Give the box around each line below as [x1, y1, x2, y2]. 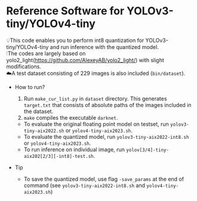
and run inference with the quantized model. [50, 43, 159, 50]
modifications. [6, 63, 42, 70]
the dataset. [23, 108, 54, 115]
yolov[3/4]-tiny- [126, 147, 169, 153]
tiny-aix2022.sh [23, 127, 64, 134]
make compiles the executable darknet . [23, 114, 118, 121]
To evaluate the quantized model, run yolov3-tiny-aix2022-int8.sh [23, 133, 189, 140]
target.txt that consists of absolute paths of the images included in [23, 101, 192, 108]
